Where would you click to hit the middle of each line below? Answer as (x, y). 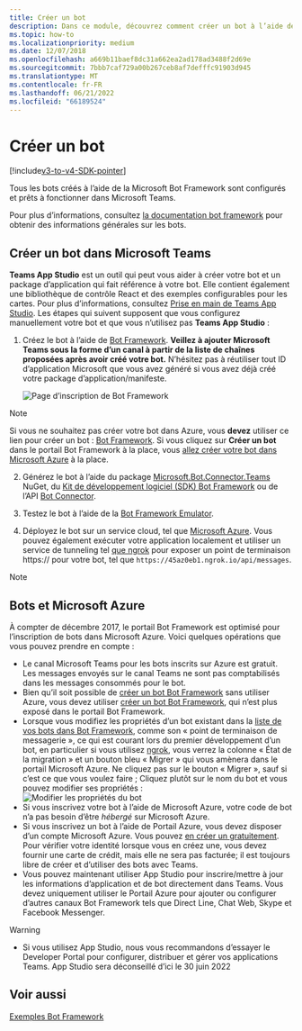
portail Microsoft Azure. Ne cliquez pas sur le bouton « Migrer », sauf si (155, 769)
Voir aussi (38, 995)
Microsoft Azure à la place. (59, 459)
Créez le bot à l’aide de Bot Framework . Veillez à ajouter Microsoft (146, 340)
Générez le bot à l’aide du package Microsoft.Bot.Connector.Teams (147, 477)
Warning (25, 929)
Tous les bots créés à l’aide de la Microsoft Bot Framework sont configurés (147, 188)
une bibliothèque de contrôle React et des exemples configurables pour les (148, 294)
